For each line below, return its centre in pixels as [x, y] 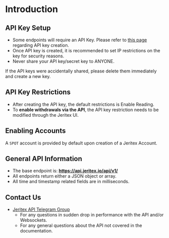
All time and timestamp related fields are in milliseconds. [71, 182]
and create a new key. [28, 76]
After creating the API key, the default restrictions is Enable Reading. [83, 104]
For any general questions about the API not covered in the [81, 225]
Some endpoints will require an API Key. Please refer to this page [80, 40]
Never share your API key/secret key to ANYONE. [63, 61]
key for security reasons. [38, 56]
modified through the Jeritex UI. [46, 115]
